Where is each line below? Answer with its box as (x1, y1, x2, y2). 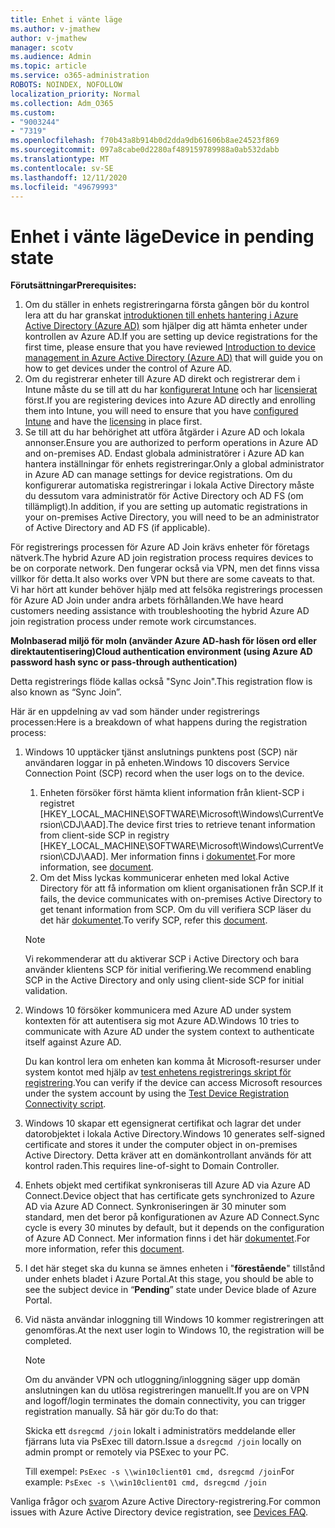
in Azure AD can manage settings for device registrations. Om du (24, 469, 293, 481)
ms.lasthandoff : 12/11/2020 (10, 172, 128, 183)
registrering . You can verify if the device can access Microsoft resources (24, 1077, 323, 1089)
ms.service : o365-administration (10, 71, 150, 81)
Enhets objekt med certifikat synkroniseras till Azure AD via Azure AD (24, 1179, 311, 1191)
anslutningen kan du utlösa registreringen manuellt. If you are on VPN (24, 1384, 310, 1396)
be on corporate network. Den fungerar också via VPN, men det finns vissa (10, 562, 320, 575)
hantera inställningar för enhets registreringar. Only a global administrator (24, 458, 325, 470)
